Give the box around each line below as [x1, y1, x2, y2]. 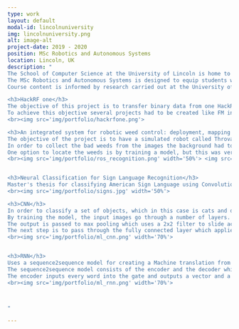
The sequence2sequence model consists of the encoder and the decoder [7, 266, 221, 273]
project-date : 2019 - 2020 [7, 43, 87, 51]
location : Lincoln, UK [7, 57, 75, 64]
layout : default [7, 17, 55, 24]
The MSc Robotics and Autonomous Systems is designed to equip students [7, 76, 228, 84]
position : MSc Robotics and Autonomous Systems [7, 51, 152, 58]
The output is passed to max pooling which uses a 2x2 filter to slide [7, 220, 224, 228]
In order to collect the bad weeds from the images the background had [7, 142, 224, 150]
